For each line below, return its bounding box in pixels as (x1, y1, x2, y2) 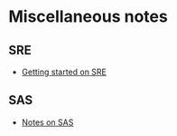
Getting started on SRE (21, 66, 107, 77)
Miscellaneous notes (8, 6, 168, 27)
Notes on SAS (21, 116, 74, 128)
